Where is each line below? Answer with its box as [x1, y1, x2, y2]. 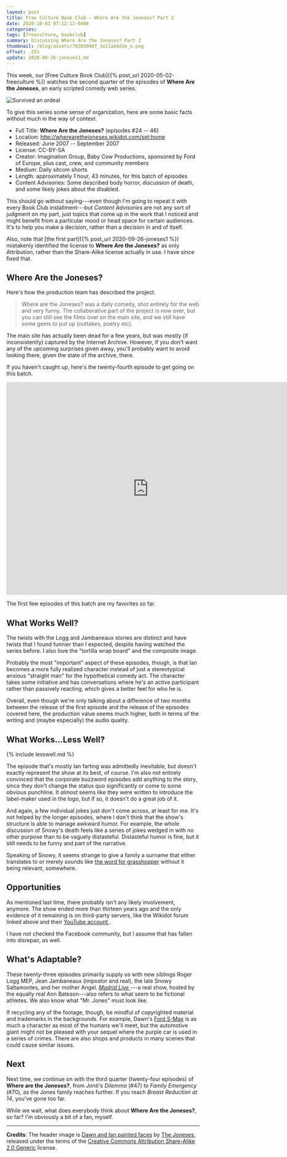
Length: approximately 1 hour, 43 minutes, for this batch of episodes [15, 172, 188, 180]
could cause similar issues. [6, 1041, 75, 1048]
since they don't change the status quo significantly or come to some [6, 782, 182, 790]
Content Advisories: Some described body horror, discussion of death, [15, 179, 194, 186]
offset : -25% [6, 49, 40, 55]
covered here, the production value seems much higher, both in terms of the [6, 710, 199, 718]
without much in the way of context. [6, 115, 98, 122]
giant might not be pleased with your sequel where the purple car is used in [6, 1028, 197, 1036]
